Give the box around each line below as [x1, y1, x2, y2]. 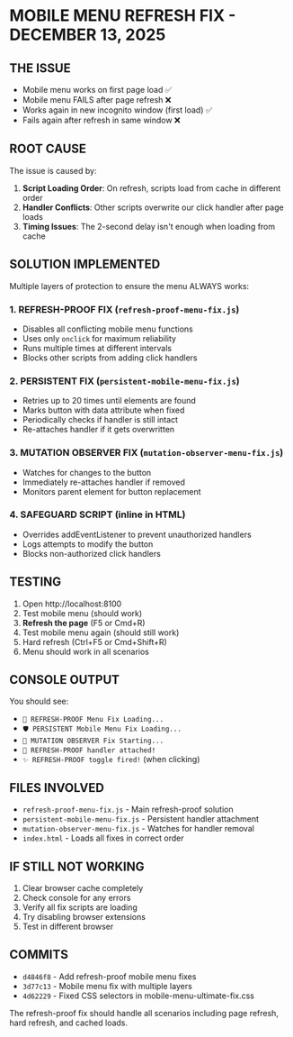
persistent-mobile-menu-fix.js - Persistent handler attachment [22, 814, 259, 824]
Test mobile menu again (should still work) [22, 627, 180, 638]
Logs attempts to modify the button [22, 538, 154, 550]
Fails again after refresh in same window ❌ [22, 114, 182, 125]
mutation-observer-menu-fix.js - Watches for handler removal [22, 823, 254, 834]
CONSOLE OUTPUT [9, 672, 120, 687]
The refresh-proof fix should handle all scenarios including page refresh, [9, 1007, 279, 1018]
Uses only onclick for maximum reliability [22, 332, 177, 343]
